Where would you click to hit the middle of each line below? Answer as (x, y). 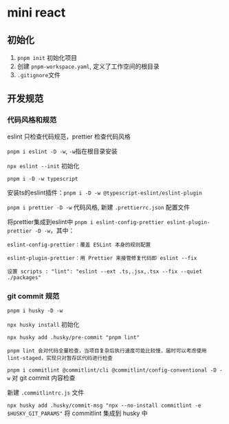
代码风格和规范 (32, 120)
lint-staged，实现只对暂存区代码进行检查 (60, 358)
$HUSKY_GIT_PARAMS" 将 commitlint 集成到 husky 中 (77, 413)
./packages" (24, 277)
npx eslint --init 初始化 (43, 165)
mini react (36, 13)
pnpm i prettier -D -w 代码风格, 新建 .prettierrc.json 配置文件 (99, 207)
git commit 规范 (33, 296)
